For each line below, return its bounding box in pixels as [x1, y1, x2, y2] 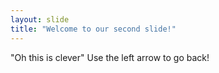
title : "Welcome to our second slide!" [10, 24, 177, 34]
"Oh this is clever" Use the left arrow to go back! [10, 51, 210, 63]
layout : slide [10, 14, 70, 25]
